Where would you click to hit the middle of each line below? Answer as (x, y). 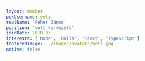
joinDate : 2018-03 (28, 33)
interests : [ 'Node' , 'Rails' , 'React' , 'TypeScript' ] (73, 38)
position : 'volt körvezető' (40, 28)
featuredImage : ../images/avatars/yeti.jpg (60, 44)
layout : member (25, 11)
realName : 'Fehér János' (36, 22)
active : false (23, 49)
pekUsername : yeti (28, 17)
